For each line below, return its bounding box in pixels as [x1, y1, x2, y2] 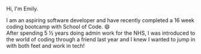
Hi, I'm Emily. [6, 5, 38, 12]
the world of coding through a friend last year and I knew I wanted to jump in [6, 36, 196, 43]
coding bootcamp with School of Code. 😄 [6, 23, 110, 30]
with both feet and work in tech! [6, 42, 85, 49]
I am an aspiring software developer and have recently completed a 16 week [6, 17, 195, 23]
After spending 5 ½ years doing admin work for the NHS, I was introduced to [6, 29, 196, 37]
